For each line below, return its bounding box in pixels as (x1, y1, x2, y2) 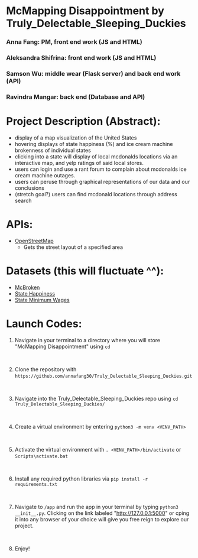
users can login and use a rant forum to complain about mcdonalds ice (14, 166, 187, 173)
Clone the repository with (14, 365, 77, 373)
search (14, 197, 32, 204)
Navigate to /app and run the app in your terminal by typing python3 (14, 503, 178, 510)
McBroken (14, 284, 40, 291)
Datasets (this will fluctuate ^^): (6, 264, 164, 277)
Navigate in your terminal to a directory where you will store (14, 336, 161, 343)
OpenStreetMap (14, 237, 54, 244)
